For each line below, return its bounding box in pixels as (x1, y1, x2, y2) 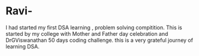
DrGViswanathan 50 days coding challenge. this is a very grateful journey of (5, 36, 194, 43)
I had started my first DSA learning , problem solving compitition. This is (5, 24, 183, 31)
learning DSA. (5, 43, 40, 50)
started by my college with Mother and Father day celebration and (5, 30, 169, 37)
